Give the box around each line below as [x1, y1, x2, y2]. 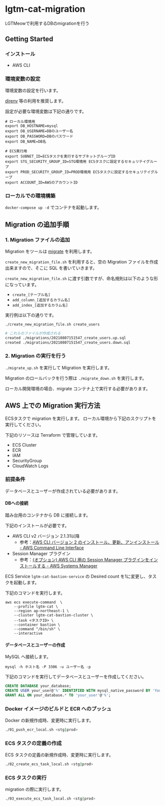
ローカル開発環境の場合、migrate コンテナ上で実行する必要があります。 [5, 386, 151, 391]
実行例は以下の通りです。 [5, 312, 56, 318]
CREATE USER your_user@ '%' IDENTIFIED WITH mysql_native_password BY [5, 688, 151, 693]
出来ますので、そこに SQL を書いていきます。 [5, 265, 97, 271]
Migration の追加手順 [5, 220, 70, 228]
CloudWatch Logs [12, 463, 49, 469]
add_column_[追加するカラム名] [12, 297, 70, 302]
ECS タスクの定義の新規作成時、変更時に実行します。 [5, 752, 114, 758]
